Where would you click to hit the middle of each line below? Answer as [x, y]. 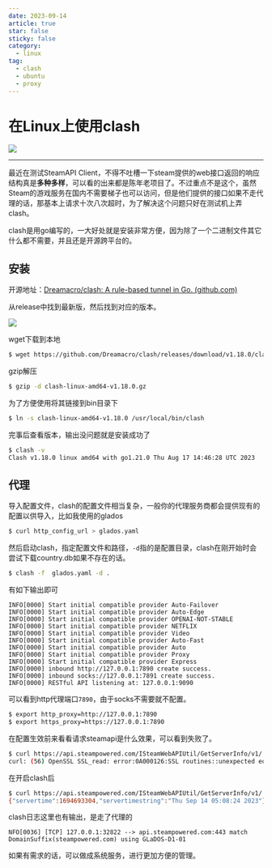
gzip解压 [23, 371]
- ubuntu [30, 76]
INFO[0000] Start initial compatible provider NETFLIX [103, 627]
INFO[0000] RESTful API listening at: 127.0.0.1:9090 [101, 683]
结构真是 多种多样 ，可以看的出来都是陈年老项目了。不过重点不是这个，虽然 [132, 183]
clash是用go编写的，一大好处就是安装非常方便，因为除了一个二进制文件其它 [135, 231]
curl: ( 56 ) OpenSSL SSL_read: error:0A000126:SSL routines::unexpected [132, 761]
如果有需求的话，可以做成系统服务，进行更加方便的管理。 [104, 856]
